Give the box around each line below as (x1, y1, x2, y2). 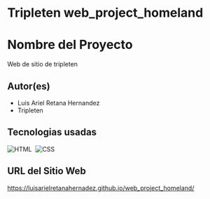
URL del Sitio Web (7, 165, 86, 177)
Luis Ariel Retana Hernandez (17, 98, 100, 107)
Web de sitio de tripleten (7, 60, 78, 68)
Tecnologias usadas (7, 126, 97, 138)
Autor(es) (7, 80, 50, 92)
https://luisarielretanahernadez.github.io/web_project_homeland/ (7, 184, 195, 192)
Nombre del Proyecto (7, 37, 133, 53)
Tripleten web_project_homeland (7, 5, 204, 21)
